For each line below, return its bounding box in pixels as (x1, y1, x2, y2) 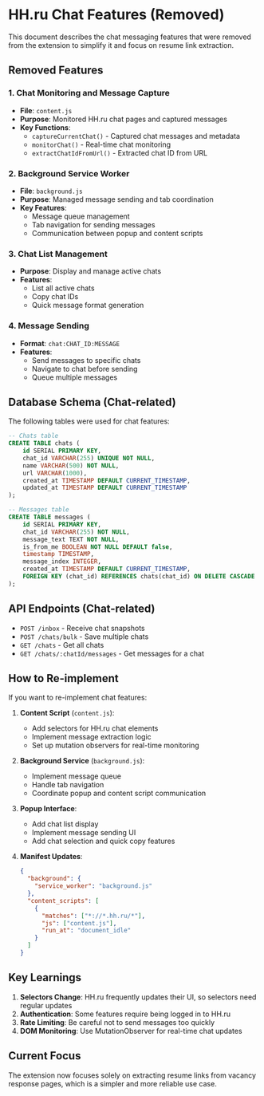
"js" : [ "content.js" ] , (41, 919, 117, 927)
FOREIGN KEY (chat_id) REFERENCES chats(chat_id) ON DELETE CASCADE (22, 573, 255, 581)
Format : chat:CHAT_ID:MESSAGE (19, 338, 120, 348)
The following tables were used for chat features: (8, 416, 170, 426)
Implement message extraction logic (31, 732, 152, 742)
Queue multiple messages (31, 373, 118, 382)
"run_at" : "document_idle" (41, 927, 132, 935)
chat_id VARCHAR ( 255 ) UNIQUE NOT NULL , (22, 454, 156, 462)
